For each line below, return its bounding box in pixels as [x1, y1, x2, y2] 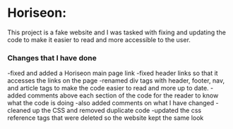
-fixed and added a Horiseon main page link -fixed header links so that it [7, 69, 218, 78]
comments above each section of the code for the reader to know [27, 91, 219, 100]
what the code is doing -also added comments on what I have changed [7, 99, 214, 107]
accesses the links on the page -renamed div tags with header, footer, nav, [7, 76, 225, 85]
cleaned [7, 107, 31, 115]
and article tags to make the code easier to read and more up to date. [7, 84, 210, 93]
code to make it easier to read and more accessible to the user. [7, 35, 191, 43]
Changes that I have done [7, 53, 97, 62]
